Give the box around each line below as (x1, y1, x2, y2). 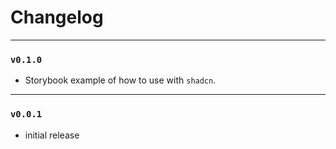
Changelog (10, 6, 104, 29)
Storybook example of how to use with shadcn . (24, 74, 217, 86)
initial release (24, 129, 80, 141)
